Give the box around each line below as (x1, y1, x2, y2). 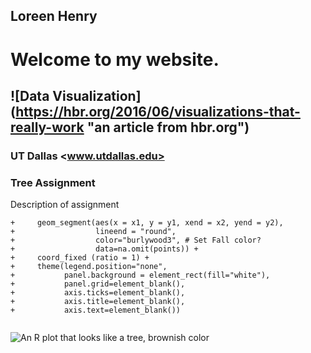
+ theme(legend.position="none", (10, 262, 168, 272)
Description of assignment (10, 199, 120, 211)
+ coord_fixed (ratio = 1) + (10, 253, 150, 263)
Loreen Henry (10, 8, 98, 25)
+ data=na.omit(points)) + (10, 244, 199, 254)
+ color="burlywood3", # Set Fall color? (10, 235, 262, 246)
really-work (10, 119, 85, 136)
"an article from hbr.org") (86, 119, 250, 136)
